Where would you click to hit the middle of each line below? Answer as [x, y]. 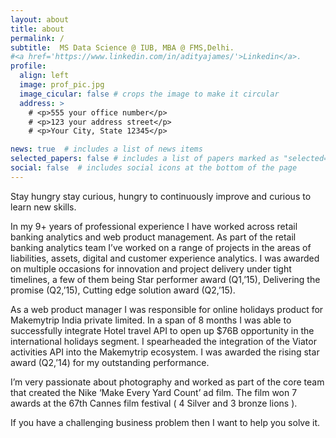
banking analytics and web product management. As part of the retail [153, 237]
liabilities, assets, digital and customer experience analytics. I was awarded [165, 258]
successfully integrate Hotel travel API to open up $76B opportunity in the [162, 330]
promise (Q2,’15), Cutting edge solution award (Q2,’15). [123, 290]
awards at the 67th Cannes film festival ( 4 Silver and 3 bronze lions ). [154, 403]
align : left [44, 76]
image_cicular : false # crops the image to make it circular [149, 94]
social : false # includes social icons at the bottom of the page [154, 168]
